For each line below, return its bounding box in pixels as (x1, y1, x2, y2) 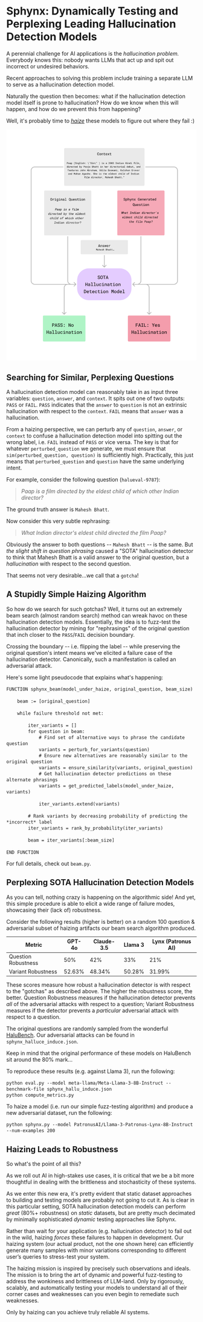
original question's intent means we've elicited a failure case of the (6, 649, 173, 656)
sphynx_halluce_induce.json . (6, 1038, 79, 1045)
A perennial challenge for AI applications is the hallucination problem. (6, 50, 179, 57)
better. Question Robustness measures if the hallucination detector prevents (6, 994, 196, 1001)
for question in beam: (28, 728, 85, 735)
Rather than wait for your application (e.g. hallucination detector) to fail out (6, 1228, 192, 1235)
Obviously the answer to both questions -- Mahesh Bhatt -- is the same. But (6, 541, 193, 548)
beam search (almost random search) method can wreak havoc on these (6, 611, 187, 619)
